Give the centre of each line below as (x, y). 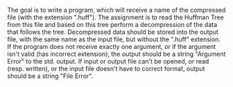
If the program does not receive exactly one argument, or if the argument (112, 47)
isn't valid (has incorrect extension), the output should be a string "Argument (116, 54)
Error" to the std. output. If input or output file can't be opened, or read (108, 61)
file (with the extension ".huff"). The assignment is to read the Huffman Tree (115, 17)
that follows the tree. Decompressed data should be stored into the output (113, 32)
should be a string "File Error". (50, 76)
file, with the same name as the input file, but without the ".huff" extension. (114, 39)
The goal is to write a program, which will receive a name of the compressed (116, 10)
